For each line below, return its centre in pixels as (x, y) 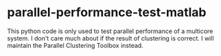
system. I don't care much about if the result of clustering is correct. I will (110, 38)
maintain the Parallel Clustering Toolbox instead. (75, 45)
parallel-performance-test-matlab (107, 12)
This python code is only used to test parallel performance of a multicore (110, 31)
